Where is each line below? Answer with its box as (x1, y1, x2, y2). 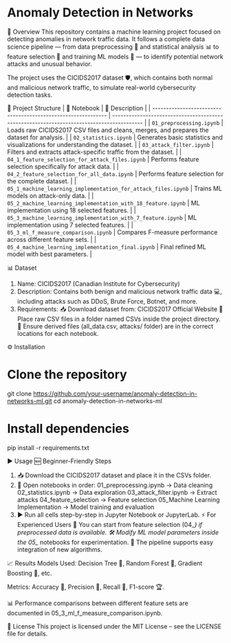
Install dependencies (7, 421, 129, 437)
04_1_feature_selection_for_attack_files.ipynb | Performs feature (7, 155, 199, 163)
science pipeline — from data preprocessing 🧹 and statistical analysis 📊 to (7, 43, 219, 51)
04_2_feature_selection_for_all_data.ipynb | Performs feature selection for (7, 170, 224, 178)
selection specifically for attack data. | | (7, 162, 119, 170)
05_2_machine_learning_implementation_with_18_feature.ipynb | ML (7, 199, 201, 207)
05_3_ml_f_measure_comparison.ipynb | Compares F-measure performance (7, 228, 218, 236)
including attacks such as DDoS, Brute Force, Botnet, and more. (16, 297, 198, 305)
